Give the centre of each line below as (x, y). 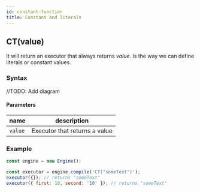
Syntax (17, 78)
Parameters (21, 105)
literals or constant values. (39, 62)
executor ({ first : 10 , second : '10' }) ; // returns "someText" (87, 183)
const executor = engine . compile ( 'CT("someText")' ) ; (73, 172)
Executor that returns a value (72, 131)
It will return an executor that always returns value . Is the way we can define (100, 56)
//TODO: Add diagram (33, 91)
